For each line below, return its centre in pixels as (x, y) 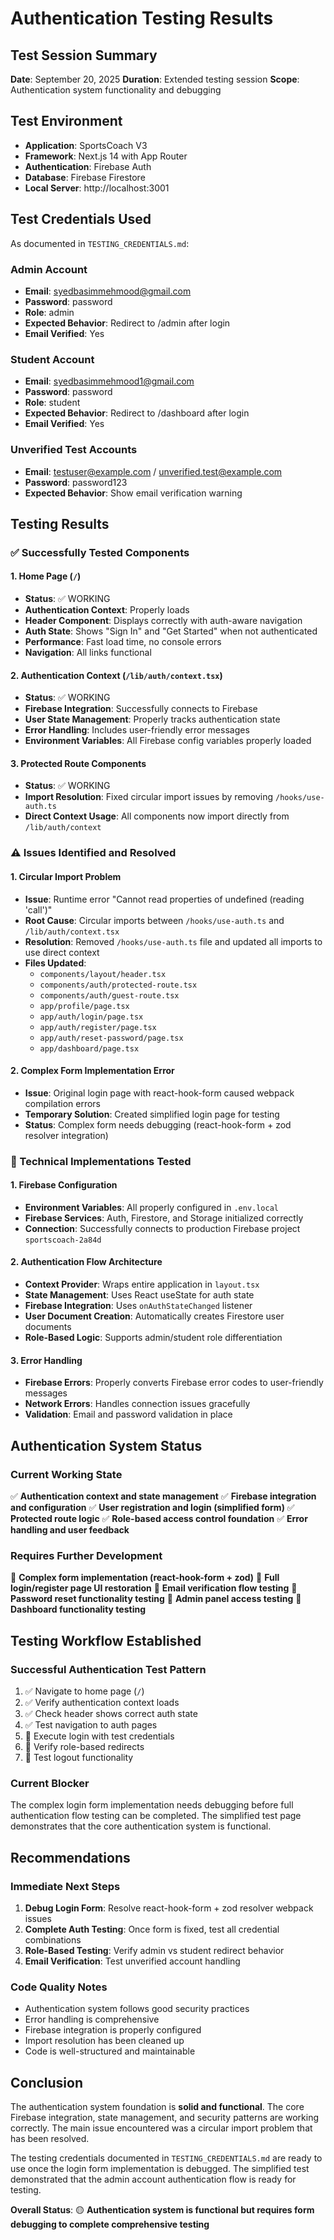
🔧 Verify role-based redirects (84, 1746)
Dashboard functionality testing (78, 1609)
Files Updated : (55, 963)
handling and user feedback (70, 1529)
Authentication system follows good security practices (137, 2009)
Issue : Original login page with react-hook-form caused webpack (159, 1093)
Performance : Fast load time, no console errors (123, 642)
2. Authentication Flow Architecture (86, 1262)
